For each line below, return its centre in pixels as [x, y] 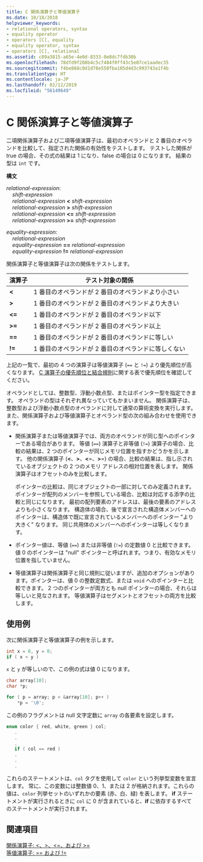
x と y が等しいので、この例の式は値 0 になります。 [69, 669]
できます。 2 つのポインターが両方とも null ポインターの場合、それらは [109, 588]
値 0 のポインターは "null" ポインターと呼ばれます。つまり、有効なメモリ [105, 552]
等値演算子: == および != [37, 853]
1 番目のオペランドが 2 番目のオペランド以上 [97, 326]
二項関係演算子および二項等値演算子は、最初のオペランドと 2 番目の [92, 140]
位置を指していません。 [44, 560]
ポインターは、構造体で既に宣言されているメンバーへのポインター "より [104, 517]
